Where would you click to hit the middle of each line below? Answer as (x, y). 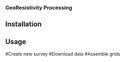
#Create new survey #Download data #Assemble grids (63, 54)
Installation (23, 24)
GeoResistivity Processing (39, 8)
